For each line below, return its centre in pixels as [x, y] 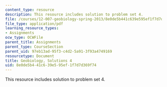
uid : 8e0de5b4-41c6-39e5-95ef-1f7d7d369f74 [51, 65]
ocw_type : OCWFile [24, 38]
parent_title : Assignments [33, 42]
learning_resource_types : [32, 28]
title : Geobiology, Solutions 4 [39, 61]
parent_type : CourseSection [34, 47]
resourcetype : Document [30, 56]
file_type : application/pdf [34, 24]
